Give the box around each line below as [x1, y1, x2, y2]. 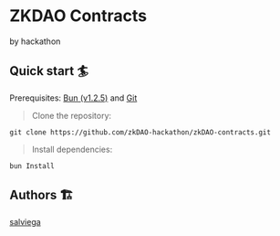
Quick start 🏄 [9, 63, 89, 79]
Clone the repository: [31, 110, 112, 121]
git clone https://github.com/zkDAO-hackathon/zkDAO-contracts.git [9, 127, 272, 137]
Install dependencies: [31, 144, 113, 155]
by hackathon [9, 36, 61, 47]
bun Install [9, 161, 55, 170]
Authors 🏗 [9, 188, 74, 203]
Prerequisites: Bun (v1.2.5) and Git [9, 92, 138, 103]
